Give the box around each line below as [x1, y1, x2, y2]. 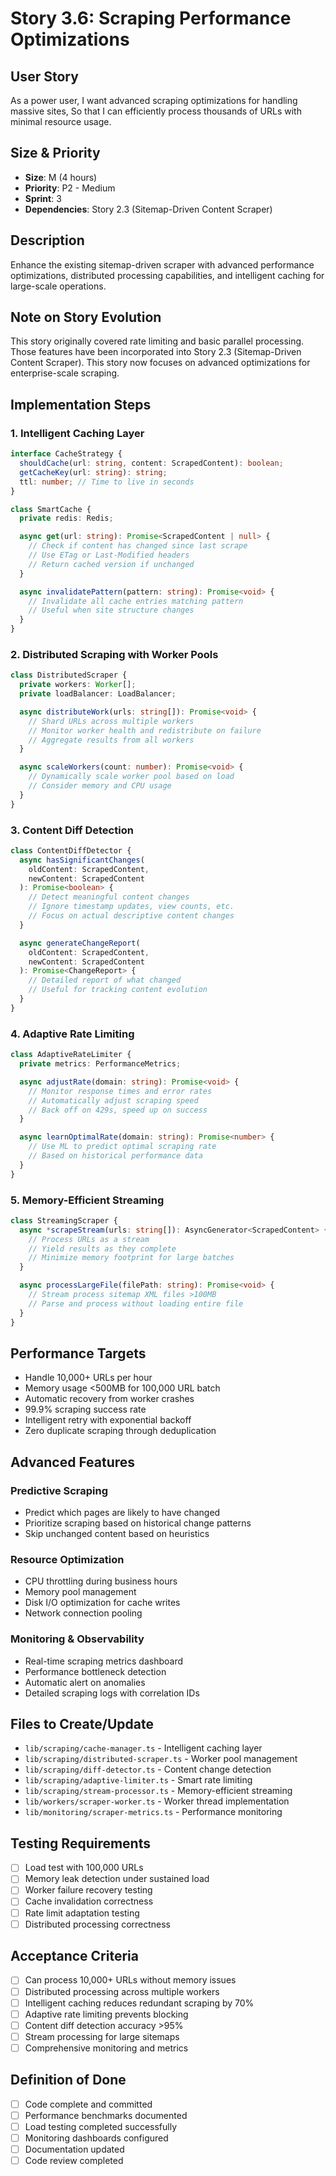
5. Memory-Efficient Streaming [10, 1193, 165, 1207]
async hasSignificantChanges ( [19, 855, 145, 865]
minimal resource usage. [10, 116, 112, 127]
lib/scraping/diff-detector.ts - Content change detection [24, 1763, 272, 1776]
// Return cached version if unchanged [28, 559, 195, 569]
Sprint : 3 [24, 192, 62, 204]
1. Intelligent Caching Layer [10, 426, 145, 440]
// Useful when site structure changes [28, 605, 195, 616]
